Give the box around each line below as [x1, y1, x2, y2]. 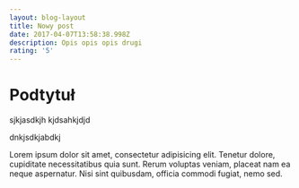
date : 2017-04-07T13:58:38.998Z [9, 30, 130, 38]
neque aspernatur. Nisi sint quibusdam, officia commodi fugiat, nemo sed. [9, 168, 283, 179]
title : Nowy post [9, 21, 75, 30]
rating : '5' [9, 47, 54, 56]
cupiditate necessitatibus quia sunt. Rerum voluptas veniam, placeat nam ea [9, 158, 291, 170]
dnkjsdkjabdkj [9, 132, 61, 143]
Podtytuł [9, 85, 75, 106]
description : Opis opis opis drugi [9, 38, 143, 47]
